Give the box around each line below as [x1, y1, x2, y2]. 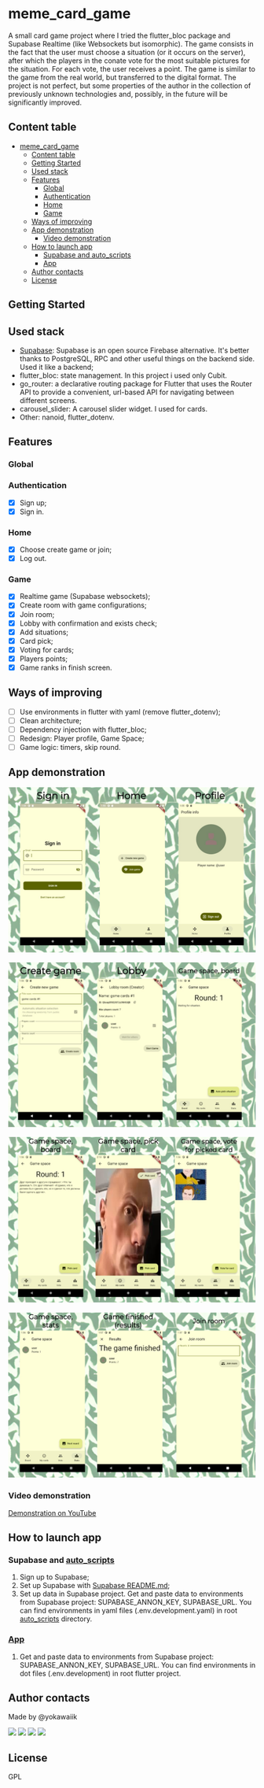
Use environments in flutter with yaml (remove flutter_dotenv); [19, 707, 222, 716]
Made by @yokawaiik [8, 1712, 78, 1722]
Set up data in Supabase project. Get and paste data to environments [19, 1589, 244, 1598]
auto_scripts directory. [19, 1614, 93, 1624]
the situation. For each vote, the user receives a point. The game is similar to [8, 64, 255, 73]
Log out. [19, 554, 47, 563]
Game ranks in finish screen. [19, 663, 112, 672]
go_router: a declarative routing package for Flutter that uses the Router [19, 379, 253, 388]
